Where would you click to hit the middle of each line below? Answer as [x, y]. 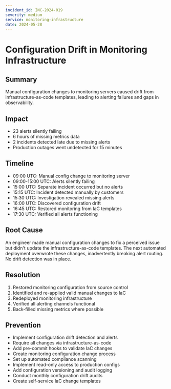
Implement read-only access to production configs [66, 365]
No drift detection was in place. [38, 259]
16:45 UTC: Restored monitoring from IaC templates [67, 209]
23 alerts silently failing [37, 131]
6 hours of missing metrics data [46, 137]
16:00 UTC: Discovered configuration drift [57, 203]
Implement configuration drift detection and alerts [65, 337]
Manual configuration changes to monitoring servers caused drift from [80, 92]
